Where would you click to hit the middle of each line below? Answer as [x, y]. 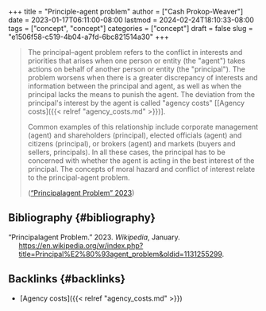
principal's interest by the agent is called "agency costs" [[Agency [136, 103]
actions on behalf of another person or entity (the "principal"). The [137, 69]
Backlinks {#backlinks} [67, 279]
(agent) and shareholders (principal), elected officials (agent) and [135, 135]
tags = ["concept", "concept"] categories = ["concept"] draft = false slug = [131, 28]
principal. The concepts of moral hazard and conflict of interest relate [141, 169]
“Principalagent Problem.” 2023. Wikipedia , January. [94, 237]
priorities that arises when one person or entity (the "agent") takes [137, 60]
